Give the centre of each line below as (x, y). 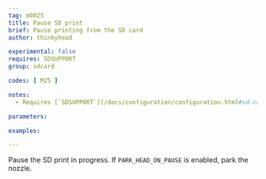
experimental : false (42, 52)
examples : (25, 131)
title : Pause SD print (46, 23)
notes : (19, 95)
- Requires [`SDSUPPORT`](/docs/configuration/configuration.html (127, 102)
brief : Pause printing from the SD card (76, 30)
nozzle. (20, 168)
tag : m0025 (26, 15)
